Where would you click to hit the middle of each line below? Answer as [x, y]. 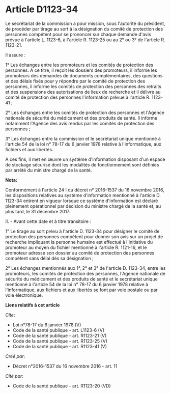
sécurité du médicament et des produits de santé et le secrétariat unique [81, 279]
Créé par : [15, 356]
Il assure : [16, 55]
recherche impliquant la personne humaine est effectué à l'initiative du [79, 242]
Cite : [10, 315]
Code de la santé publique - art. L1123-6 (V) [59, 330]
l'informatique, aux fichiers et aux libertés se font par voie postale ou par [81, 290]
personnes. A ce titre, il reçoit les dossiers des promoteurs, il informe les [81, 70]
